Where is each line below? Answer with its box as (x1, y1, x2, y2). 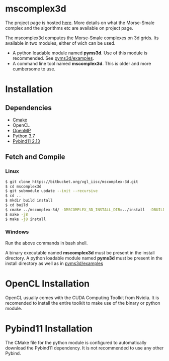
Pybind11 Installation (5, 323, 93, 334)
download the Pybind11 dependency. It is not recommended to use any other (5, 345, 164, 351)
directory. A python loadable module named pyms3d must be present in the (5, 255, 162, 261)
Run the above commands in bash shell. (5, 240, 88, 246)
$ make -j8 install (5, 217, 46, 222)
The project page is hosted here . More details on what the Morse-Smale (5, 20, 155, 26)
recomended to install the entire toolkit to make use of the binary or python (5, 300, 160, 306)
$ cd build (5, 203, 28, 208)
